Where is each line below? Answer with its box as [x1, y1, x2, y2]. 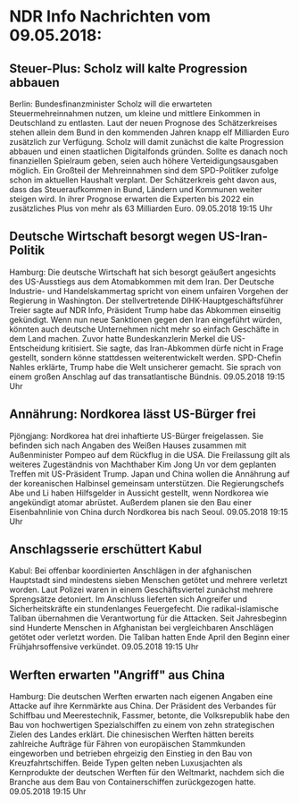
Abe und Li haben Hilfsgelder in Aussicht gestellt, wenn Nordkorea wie [9, 487, 270, 498]
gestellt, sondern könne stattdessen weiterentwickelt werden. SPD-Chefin [9, 351, 282, 363]
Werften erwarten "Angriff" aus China [9, 667, 226, 682]
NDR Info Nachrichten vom [9, 6, 212, 27]
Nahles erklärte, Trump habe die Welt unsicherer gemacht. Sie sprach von [9, 361, 281, 372]
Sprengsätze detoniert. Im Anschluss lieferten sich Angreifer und [9, 594, 247, 605]
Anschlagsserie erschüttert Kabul [9, 542, 203, 557]
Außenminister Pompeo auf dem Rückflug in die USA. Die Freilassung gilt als [9, 449, 291, 460]
